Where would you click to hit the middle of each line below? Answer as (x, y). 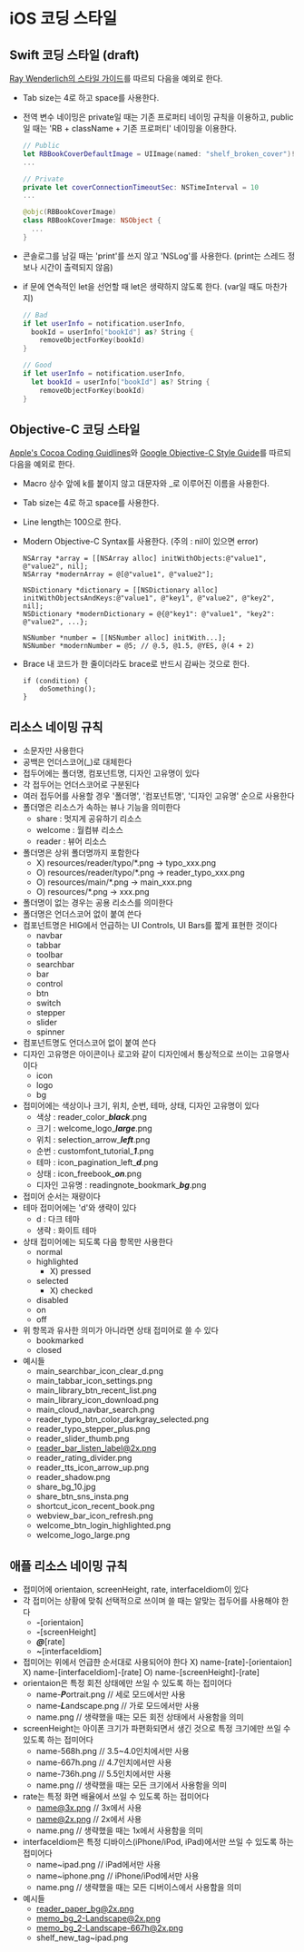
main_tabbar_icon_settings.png (94, 1381)
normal (49, 1252)
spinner (50, 1032)
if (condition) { (55, 682)
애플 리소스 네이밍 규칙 (69, 1566)
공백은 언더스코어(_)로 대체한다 (77, 762)
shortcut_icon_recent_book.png (95, 1506)
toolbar (49, 955)
